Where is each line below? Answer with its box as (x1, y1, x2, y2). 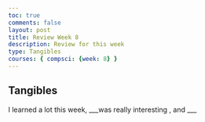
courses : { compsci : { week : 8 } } (8, 56, 118, 63)
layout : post (8, 26, 51, 34)
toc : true (8, 11, 41, 20)
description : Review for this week (8, 41, 125, 48)
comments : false (8, 19, 61, 27)
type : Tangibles (8, 48, 61, 56)
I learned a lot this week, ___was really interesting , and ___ (8, 105, 197, 114)
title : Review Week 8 (8, 33, 79, 41)
